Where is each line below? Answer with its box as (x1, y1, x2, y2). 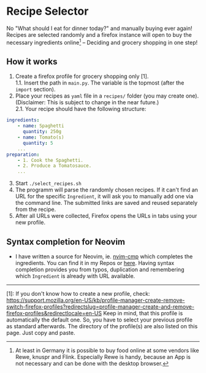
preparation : (6, 152, 40, 158)
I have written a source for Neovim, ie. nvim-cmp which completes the (15, 253, 193, 260)
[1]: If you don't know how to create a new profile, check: (6, 290, 150, 297)
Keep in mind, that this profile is (103, 309, 183, 317)
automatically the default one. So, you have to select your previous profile (6, 316, 193, 323)
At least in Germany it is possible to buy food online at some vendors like (15, 347, 199, 354)
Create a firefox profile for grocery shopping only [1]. (15, 72, 149, 80)
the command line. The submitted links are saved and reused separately (15, 199, 198, 207)
